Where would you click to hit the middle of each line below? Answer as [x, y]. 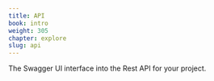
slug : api [25, 46]
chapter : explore [38, 38]
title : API [27, 16]
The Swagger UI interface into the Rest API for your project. [107, 68]
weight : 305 [28, 30]
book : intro [28, 23]
